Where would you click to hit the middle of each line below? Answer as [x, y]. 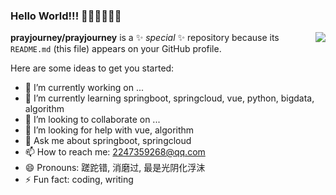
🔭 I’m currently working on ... [84, 88]
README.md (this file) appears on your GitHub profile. [116, 49]
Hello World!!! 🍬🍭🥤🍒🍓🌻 [66, 16]
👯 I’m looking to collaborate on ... [92, 120]
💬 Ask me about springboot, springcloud [108, 141]
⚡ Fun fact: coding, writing [79, 180]
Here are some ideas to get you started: [92, 68]
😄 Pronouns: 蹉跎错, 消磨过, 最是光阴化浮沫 [115, 168]
